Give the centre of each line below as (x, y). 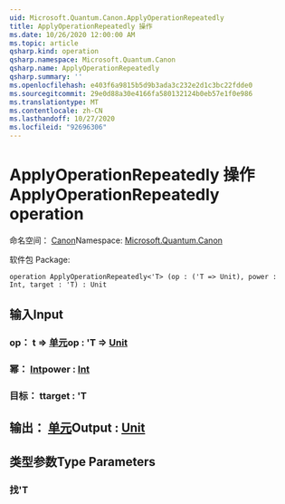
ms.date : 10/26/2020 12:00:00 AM (72, 34)
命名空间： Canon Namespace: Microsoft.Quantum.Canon (116, 240)
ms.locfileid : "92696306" (58, 128)
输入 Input (36, 315)
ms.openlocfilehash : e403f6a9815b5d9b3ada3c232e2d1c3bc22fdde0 (131, 85)
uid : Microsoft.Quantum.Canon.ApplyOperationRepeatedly (117, 18)
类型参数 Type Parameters (83, 462)
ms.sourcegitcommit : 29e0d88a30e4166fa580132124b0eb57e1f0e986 (131, 93)
